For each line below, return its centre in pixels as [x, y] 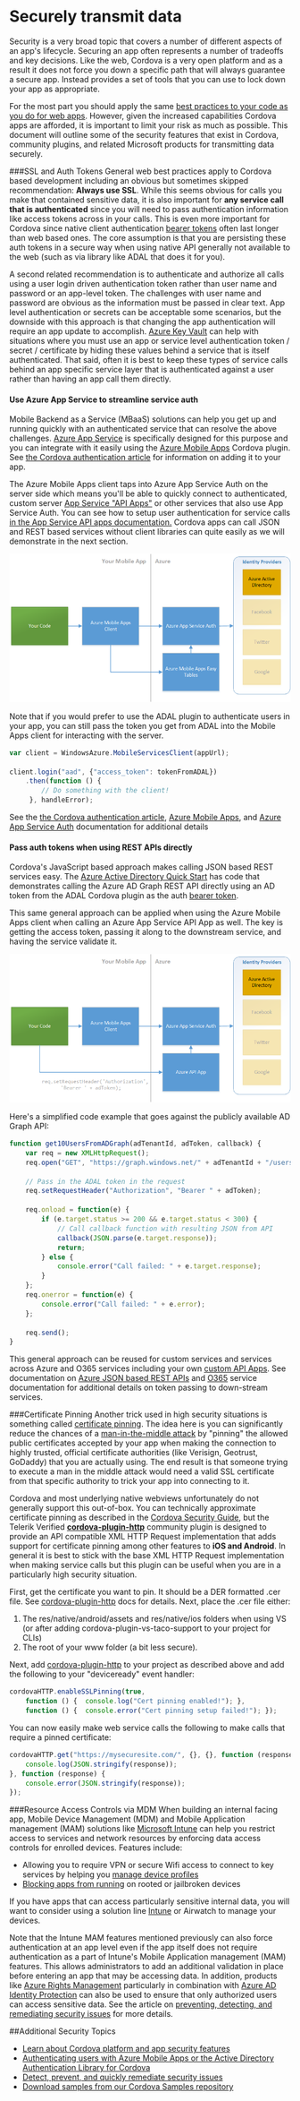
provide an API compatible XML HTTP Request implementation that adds [143, 1537]
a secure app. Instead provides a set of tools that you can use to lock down [147, 79]
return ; [71, 1248]
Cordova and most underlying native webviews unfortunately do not [134, 1498]
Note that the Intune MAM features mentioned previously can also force [141, 1938]
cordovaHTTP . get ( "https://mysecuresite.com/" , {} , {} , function [131, 1754]
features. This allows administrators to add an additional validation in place [146, 1967]
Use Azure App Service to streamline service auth [104, 399]
